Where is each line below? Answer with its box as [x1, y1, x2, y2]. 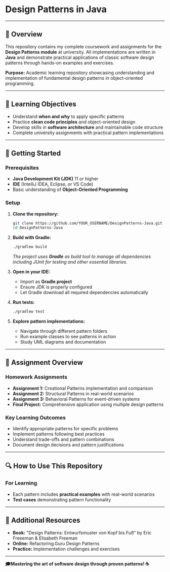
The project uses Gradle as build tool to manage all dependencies [12, 253, 151, 260]
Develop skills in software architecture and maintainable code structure [12, 124, 163, 130]
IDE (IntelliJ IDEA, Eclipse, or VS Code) [12, 181, 94, 187]
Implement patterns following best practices [12, 431, 105, 437]
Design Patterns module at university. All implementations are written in [5, 49, 156, 55]
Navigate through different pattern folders [20, 328, 108, 334]
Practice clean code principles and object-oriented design [12, 118, 136, 125]
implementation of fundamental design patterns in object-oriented [5, 75, 143, 81]
